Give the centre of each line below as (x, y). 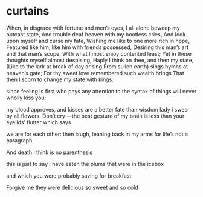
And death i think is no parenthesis (49, 152)
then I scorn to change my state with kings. (60, 79)
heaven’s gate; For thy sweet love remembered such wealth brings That (95, 73)
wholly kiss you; (26, 98)
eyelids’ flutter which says (39, 122)
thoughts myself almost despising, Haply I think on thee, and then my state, (100, 60)
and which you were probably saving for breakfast (69, 175)
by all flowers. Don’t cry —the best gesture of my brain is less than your (95, 116)
